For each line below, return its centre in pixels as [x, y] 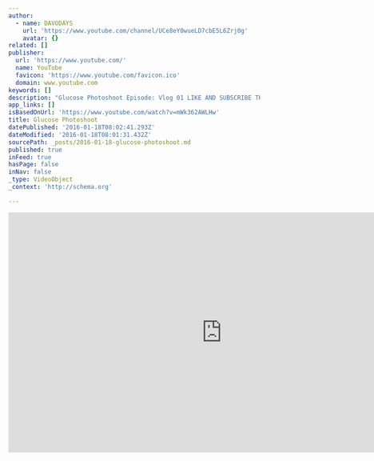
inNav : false [30, 172]
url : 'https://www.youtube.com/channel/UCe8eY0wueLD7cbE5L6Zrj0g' [135, 30]
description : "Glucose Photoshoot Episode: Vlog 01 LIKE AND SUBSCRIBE [130, 98]
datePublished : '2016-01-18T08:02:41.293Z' [82, 127]
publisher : [26, 53]
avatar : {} [41, 38]
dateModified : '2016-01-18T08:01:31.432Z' [80, 134]
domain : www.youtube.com [57, 82]
